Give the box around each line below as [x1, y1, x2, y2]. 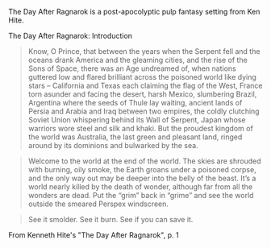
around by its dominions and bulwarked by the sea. [27, 141, 199, 150]
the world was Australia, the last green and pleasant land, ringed [27, 132, 243, 142]
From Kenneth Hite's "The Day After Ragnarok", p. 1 [8, 230, 179, 240]
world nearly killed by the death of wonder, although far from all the [27, 182, 252, 192]
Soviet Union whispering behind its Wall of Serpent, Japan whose [27, 115, 246, 124]
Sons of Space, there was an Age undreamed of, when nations [27, 64, 236, 73]
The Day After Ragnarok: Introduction [8, 31, 133, 40]
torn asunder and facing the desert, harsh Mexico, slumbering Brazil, [27, 89, 257, 99]
